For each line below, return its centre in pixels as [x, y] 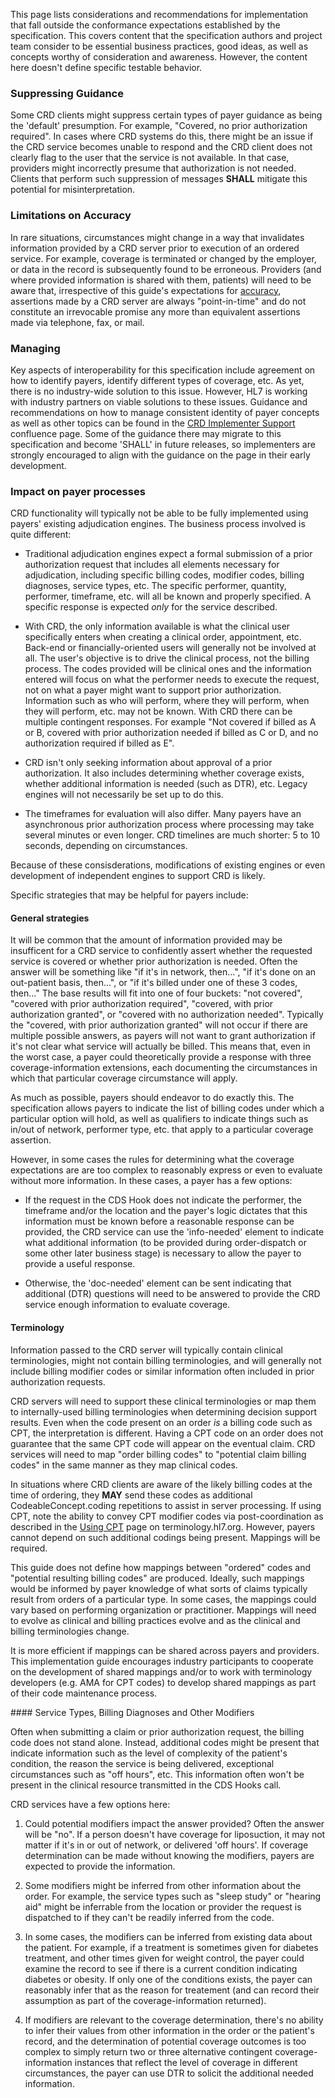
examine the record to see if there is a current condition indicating [161, 1968]
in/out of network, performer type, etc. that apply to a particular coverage [162, 1130]
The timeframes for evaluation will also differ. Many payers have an [163, 814]
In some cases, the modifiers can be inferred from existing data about [168, 1936]
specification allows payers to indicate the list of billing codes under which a [167, 1108]
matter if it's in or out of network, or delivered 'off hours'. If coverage [166, 1845]
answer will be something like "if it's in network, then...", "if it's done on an [163, 972]
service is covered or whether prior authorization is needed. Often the [154, 961]
